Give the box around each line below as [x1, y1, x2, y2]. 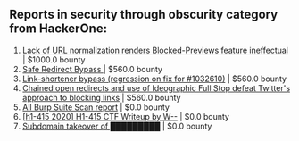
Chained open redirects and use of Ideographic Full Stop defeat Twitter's [21, 82, 291, 93]
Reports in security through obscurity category [9, 7, 278, 22]
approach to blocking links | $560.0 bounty [21, 92, 181, 103]
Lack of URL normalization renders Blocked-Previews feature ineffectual [21, 45, 288, 55]
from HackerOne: [9, 21, 108, 37]
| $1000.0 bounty [21, 54, 86, 65]
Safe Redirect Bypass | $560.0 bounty [21, 63, 163, 74]
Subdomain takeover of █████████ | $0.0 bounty [21, 120, 212, 131]
